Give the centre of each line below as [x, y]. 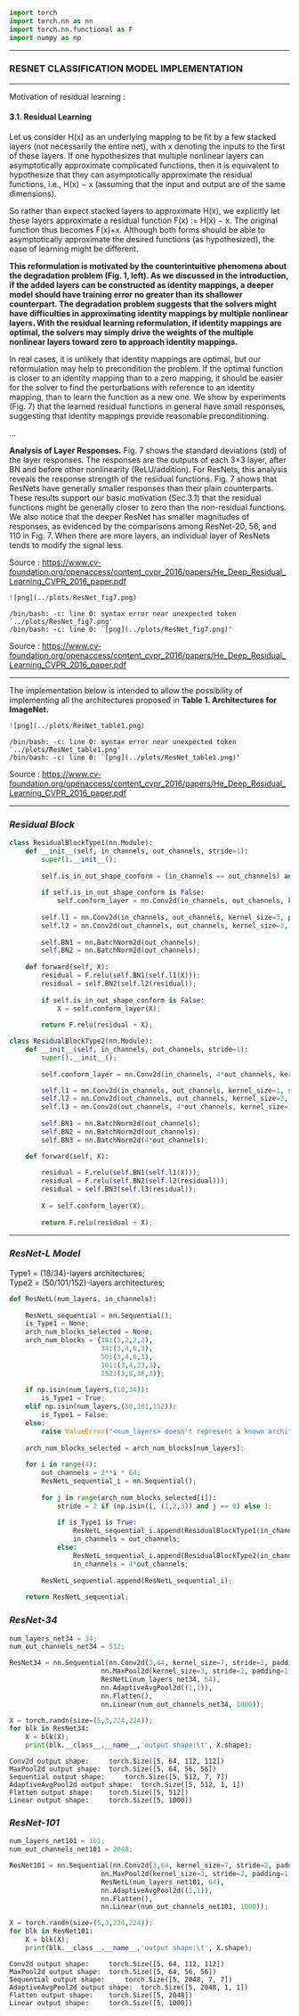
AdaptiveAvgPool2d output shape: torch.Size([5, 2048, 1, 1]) [129, 1987]
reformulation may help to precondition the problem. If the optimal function [146, 369]
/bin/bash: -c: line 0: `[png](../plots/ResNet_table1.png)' [125, 758]
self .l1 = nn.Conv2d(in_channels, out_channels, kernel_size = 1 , [163, 1090]
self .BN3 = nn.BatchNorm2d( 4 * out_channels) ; [125, 1140]
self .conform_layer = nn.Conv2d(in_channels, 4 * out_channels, [159, 1074]
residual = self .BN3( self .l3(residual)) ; [119, 1190]
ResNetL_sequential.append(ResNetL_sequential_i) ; [137, 1581]
